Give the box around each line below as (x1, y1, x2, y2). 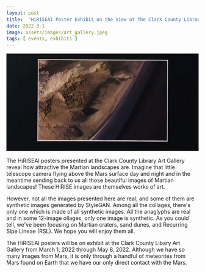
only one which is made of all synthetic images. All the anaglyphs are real (6, 208, 191, 216)
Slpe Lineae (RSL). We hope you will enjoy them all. (6, 227, 135, 235)
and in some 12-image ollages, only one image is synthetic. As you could (6, 214, 189, 222)
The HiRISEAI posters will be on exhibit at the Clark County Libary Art (6, 240, 181, 247)
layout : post (6, 10, 40, 16)
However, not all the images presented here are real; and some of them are (6, 195, 195, 202)
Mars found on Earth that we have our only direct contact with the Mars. (6, 259, 187, 266)
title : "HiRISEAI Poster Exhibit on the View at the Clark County (6, 16, 182, 23)
